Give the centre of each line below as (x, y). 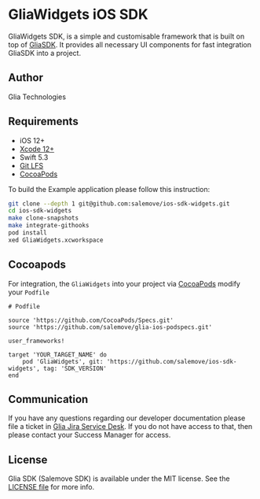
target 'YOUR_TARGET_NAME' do (58, 355)
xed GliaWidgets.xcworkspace (56, 240)
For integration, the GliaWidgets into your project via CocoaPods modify (125, 283)
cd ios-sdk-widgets (40, 211)
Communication (48, 399)
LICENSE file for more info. (51, 487)
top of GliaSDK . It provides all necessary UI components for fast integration (130, 44)
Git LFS (31, 165)
